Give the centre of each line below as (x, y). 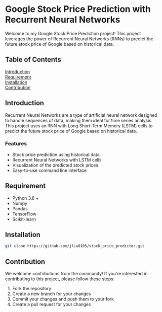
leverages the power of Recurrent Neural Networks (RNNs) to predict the (79, 39)
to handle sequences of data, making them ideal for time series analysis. (79, 120)
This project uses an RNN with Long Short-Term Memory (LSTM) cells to (79, 126)
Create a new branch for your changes (52, 294)
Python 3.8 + (25, 198)
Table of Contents (33, 60)
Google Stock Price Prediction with (78, 9)
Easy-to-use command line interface (49, 170)
